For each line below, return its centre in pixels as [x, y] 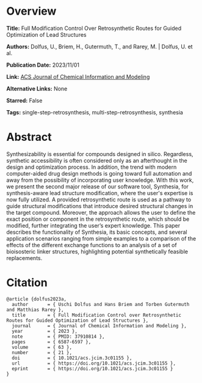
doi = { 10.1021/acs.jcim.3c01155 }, [72, 358]
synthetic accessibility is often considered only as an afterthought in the [97, 160]
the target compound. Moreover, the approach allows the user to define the [101, 212]
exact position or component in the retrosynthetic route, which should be [98, 219]
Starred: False [24, 100]
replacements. [24, 258]
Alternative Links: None [37, 88]
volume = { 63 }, [42, 347]
